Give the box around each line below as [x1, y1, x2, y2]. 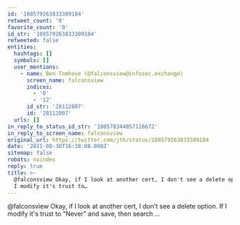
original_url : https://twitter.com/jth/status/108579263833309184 [7, 136, 209, 143]
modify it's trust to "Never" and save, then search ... [7, 209, 161, 218]
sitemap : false [7, 150, 53, 157]
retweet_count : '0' [7, 17, 66, 24]
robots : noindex [7, 156, 56, 164]
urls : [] [14, 116, 40, 123]
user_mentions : [14, 63, 59, 70]
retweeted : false [7, 37, 59, 44]
